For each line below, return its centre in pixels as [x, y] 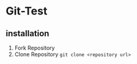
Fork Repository [35, 48]
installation [28, 34]
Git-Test [27, 11]
